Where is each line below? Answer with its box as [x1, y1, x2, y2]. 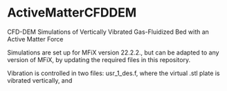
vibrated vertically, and [7, 76, 73, 84]
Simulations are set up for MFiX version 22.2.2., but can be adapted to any [7, 48, 219, 57]
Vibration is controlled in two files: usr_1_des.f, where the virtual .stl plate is [7, 69, 220, 77]
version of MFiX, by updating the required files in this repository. [7, 55, 191, 63]
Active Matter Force [7, 34, 64, 43]
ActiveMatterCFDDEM [7, 5, 137, 21]
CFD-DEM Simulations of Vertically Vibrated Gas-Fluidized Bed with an [7, 28, 210, 36]
